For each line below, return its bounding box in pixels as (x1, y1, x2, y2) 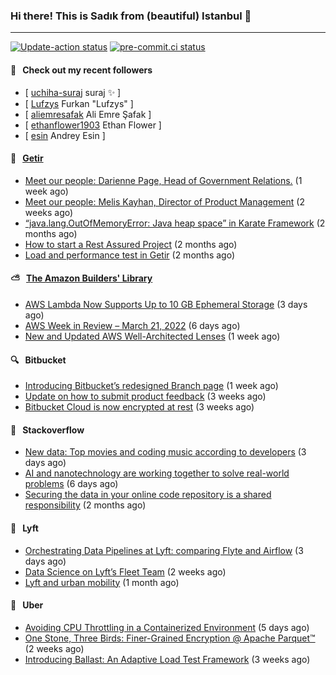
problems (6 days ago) (24, 478, 119, 490)
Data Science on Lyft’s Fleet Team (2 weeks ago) (24, 565, 227, 578)
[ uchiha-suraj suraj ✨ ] (24, 86, 122, 98)
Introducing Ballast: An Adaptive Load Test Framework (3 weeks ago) (24, 653, 311, 665)
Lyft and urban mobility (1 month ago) (24, 576, 180, 588)
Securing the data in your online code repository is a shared (24, 489, 272, 501)
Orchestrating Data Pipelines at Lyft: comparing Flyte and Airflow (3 (24, 544, 304, 556)
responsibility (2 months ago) (24, 499, 147, 511)
